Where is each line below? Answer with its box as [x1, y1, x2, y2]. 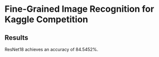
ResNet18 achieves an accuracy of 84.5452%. [4, 47, 98, 52]
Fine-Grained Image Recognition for [4, 3, 155, 15]
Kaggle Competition [4, 14, 88, 25]
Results [4, 33, 29, 42]
